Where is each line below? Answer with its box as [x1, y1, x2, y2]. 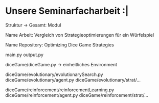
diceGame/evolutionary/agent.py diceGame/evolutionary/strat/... [5, 76, 141, 83]
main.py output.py [5, 51, 43, 58]
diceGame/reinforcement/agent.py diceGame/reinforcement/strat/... [5, 92, 148, 98]
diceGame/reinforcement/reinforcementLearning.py [5, 87, 115, 93]
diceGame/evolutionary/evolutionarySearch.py [5, 71, 103, 78]
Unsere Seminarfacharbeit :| [5, 5, 129, 17]
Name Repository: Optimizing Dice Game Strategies [5, 41, 114, 48]
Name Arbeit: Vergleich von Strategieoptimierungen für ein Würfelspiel [5, 32, 154, 38]
